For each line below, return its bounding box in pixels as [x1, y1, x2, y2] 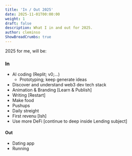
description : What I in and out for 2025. [5, 26, 93, 30]
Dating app [12, 140, 35, 146]
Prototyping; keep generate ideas [19, 77, 87, 82]
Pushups [12, 103, 30, 108]
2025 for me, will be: [5, 48, 47, 54]
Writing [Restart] [12, 92, 45, 98]
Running [12, 146, 29, 152]
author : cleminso [5, 30, 41, 35]
